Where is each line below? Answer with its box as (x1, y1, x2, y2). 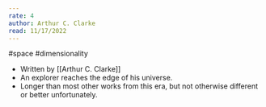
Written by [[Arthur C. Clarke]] (19, 64, 121, 74)
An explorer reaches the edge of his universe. (19, 73, 173, 83)
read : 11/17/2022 (8, 27, 67, 35)
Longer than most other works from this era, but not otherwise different (19, 81, 259, 91)
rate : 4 (8, 11, 35, 20)
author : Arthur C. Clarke (8, 19, 95, 27)
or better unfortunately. (19, 90, 99, 100)
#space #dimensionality (8, 49, 89, 59)
